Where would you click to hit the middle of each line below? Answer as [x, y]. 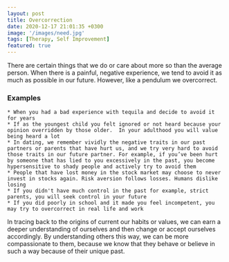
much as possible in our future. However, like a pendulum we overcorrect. [112, 80]
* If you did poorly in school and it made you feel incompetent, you [111, 203]
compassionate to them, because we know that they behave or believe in [111, 244]
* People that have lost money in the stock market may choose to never [114, 173]
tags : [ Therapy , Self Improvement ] [58, 39]
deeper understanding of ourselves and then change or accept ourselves [111, 230]
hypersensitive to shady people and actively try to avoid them [102, 167]
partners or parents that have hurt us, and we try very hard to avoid [112, 149]
